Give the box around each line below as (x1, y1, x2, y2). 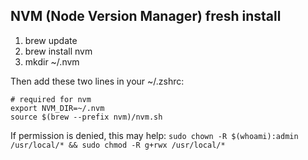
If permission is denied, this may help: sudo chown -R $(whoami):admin (10, 129, 299, 141)
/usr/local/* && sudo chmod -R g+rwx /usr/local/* (10, 140, 226, 150)
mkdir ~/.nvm (24, 55, 80, 68)
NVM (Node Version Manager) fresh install (10, 8, 282, 25)
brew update (24, 34, 78, 46)
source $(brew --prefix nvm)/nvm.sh (10, 112, 163, 122)
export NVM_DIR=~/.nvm (10, 103, 105, 113)
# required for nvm (10, 94, 92, 104)
